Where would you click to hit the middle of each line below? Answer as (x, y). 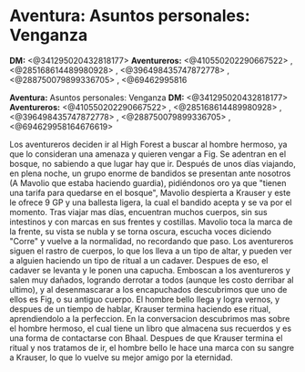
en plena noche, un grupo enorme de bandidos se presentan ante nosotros (150, 173)
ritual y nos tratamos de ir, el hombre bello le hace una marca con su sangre (152, 347)
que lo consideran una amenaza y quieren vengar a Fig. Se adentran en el (148, 154)
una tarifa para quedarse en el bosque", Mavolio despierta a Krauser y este (150, 192)
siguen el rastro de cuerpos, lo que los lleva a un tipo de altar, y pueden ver (151, 251)
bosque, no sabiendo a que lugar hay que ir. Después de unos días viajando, (152, 163)
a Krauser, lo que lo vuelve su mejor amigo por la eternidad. (122, 357)
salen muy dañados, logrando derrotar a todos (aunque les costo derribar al (152, 280)
